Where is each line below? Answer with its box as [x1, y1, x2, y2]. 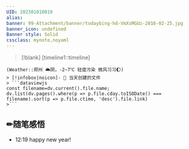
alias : [6, 15, 23, 21]
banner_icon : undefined [6, 26, 67, 32]
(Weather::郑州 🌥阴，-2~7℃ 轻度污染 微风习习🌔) [6, 67, 124, 73]
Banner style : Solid [6, 32, 59, 38]
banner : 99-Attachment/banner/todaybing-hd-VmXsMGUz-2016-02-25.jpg [6, 20, 184, 26]
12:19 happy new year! [15, 136, 71, 143]
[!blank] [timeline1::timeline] [21, 54, 91, 61]
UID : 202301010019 [6, 9, 53, 15]
